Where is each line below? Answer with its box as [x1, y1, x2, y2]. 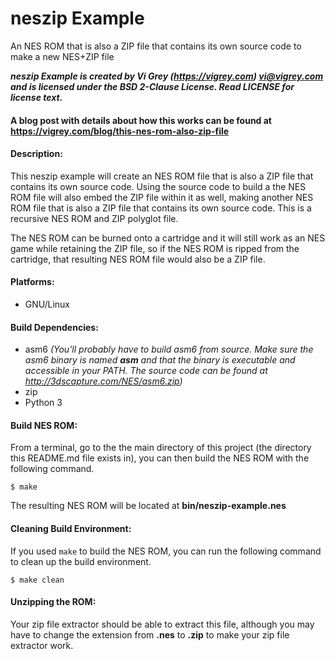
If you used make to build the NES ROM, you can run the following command [10, 545, 322, 557]
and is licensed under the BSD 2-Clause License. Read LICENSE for [10, 80, 295, 92]
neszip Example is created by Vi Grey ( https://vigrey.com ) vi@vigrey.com [10, 70, 324, 82]
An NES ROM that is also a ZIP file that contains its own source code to [10, 40, 302, 52]
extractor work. [10, 639, 74, 651]
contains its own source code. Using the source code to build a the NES [10, 180, 307, 192]
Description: [10, 148, 63, 160]
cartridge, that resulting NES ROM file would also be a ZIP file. [10, 253, 266, 265]
